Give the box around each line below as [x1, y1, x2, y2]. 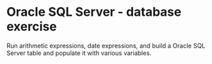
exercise [6, 19, 57, 34]
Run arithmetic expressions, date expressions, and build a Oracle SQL [6, 41, 206, 50]
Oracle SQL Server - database [6, 4, 182, 20]
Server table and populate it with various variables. [6, 49, 152, 57]
